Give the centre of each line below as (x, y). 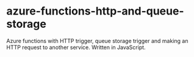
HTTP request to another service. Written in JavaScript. (76, 47)
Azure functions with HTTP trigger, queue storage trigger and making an (97, 41)
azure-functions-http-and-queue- (95, 11)
